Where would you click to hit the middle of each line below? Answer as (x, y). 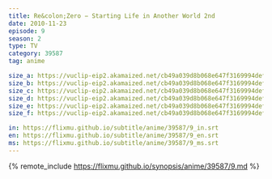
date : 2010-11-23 (38, 23)
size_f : (21, 113)
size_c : (21, 91)
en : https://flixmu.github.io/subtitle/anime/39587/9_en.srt (114, 136)
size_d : (21, 98)
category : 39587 (36, 53)
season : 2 (25, 38)
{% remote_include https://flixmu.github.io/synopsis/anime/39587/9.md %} (134, 166)
